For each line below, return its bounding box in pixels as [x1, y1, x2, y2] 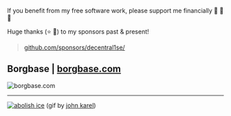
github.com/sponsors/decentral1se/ [23, 43, 125, 51]
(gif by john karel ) [45, 101, 96, 109]
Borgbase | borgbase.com [7, 63, 122, 75]
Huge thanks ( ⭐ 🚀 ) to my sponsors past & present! [7, 27, 149, 36]
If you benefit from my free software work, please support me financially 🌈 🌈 [7, 7, 224, 14]
